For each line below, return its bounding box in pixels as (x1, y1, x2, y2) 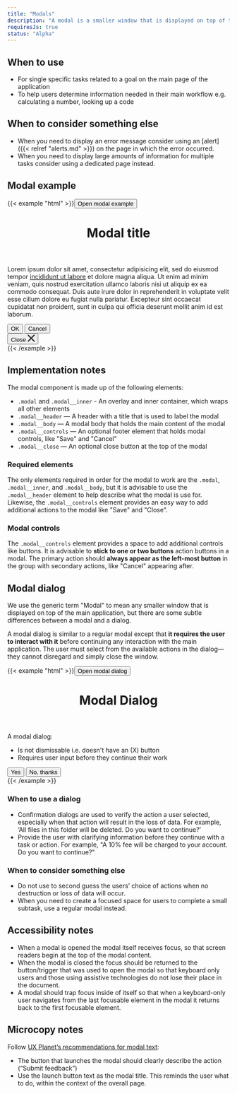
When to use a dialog (7, 794, 81, 804)
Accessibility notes (7, 924, 94, 936)
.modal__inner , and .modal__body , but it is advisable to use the (7, 483, 188, 491)
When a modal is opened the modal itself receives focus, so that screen (17, 943, 226, 951)
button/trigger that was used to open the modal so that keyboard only (17, 965, 220, 974)
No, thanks (29, 768, 58, 776)
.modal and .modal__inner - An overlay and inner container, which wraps (17, 396, 229, 405)
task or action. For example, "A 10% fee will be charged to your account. (17, 840, 228, 849)
